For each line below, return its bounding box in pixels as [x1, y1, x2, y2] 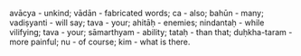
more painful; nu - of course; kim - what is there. [9, 36, 191, 47]
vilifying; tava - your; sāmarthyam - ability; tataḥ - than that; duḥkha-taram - [9, 27, 293, 37]
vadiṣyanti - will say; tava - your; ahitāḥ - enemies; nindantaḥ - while [9, 17, 265, 28]
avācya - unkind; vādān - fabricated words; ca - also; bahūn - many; [9, 8, 264, 18]
